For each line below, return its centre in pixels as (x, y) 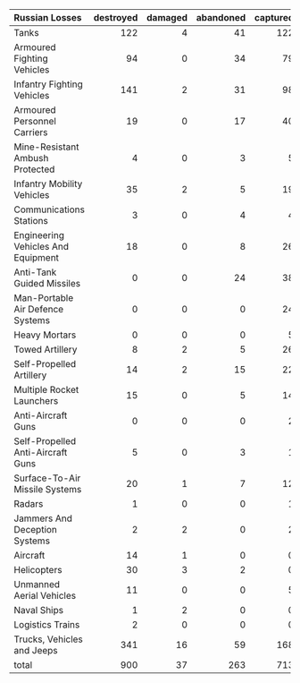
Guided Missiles (47, 283)
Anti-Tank (35, 272)
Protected (34, 169)
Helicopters (38, 570)
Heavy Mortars (45, 335)
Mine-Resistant (46, 147)
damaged (167, 17)
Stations (31, 221)
